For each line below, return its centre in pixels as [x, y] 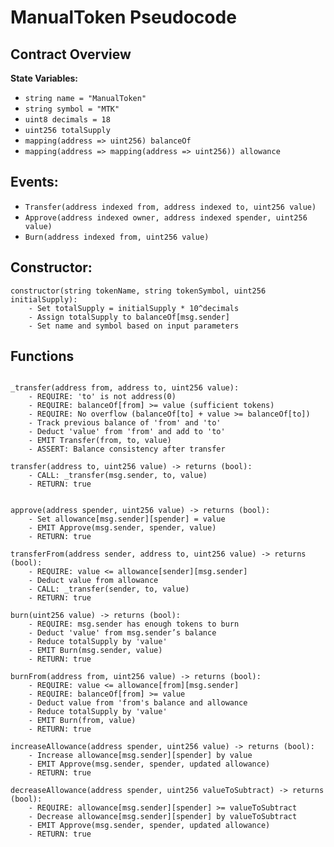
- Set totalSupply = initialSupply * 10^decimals [134, 308]
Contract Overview [71, 54]
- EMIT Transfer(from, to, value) [100, 441]
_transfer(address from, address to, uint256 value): [125, 388]
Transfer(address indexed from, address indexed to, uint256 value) [170, 207]
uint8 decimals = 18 [67, 120]
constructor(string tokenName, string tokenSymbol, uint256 [138, 291]
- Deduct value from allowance [93, 581]
